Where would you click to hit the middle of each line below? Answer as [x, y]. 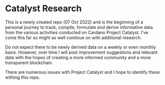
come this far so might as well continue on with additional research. [73, 38]
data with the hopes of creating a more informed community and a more [78, 57]
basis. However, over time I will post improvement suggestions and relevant [82, 52]
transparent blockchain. [29, 63]
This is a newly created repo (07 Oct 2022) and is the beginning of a [74, 22]
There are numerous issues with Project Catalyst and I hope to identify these [82, 72]
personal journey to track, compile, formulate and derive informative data [79, 27]
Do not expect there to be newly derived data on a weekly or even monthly [81, 47]
